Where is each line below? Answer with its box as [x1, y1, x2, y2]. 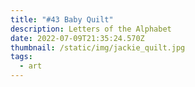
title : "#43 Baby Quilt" [10, 14, 114, 25]
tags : [10, 52, 33, 62]
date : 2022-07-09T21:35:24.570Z [10, 33, 145, 43]
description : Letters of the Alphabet [10, 24, 172, 34]
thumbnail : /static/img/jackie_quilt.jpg [10, 42, 186, 53]
